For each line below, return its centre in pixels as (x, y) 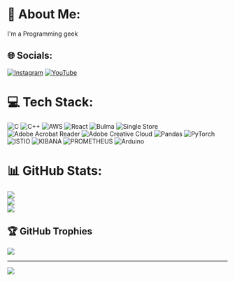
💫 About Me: (44, 14)
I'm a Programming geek (43, 34)
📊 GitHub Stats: (55, 170)
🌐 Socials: (30, 56)
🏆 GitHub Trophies (50, 231)
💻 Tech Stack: (50, 102)
